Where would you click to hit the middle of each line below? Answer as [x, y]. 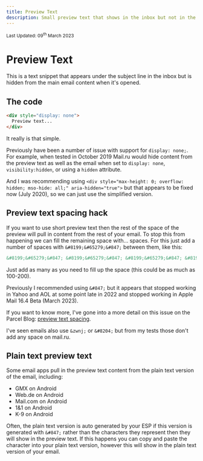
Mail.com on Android [41, 401]
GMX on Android [36, 388]
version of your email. [33, 452]
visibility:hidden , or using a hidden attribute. [64, 169]
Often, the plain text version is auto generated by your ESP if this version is [99, 426]
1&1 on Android [34, 408]
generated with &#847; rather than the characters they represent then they [98, 433]
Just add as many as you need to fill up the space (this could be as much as [101, 269]
